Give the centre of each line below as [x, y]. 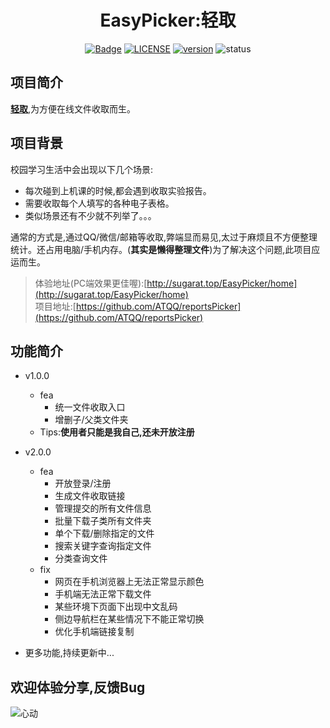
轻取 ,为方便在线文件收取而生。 [73, 108]
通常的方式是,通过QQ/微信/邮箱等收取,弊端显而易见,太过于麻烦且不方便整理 [164, 237]
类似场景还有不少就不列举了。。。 [90, 215]
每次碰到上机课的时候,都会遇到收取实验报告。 [118, 190]
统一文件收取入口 [90, 407]
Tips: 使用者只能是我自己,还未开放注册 [117, 432]
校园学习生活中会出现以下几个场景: [82, 169]
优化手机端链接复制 [94, 632]
